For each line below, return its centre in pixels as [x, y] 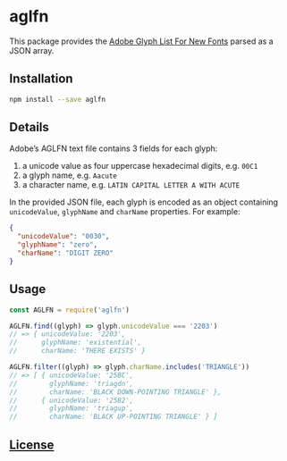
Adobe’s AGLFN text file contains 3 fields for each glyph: [114, 148]
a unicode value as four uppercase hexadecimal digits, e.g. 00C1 [140, 166]
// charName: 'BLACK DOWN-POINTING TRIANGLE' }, [115, 392]
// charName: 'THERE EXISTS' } [77, 351]
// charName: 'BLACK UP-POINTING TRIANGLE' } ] [114, 417]
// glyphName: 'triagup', [72, 408]
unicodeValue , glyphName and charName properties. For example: [125, 212]
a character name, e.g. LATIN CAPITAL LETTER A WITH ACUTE [131, 185]
